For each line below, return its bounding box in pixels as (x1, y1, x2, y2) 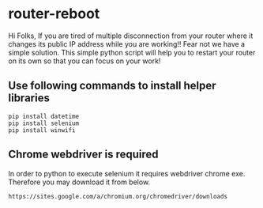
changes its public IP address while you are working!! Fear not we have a (8, 39, 246, 48)
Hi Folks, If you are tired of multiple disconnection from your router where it (8, 31, 254, 40)
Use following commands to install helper (8, 79, 216, 93)
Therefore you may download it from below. (8, 177, 151, 187)
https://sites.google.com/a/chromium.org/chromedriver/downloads (8, 192, 227, 200)
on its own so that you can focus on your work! (8, 56, 161, 66)
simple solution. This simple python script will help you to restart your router (8, 47, 256, 57)
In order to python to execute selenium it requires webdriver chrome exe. (8, 168, 246, 178)
